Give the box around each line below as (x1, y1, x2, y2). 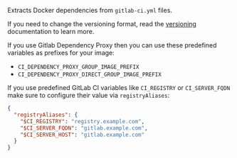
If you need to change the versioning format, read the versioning (7, 20, 197, 28)
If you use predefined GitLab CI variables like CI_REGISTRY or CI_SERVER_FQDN (7, 84, 231, 91)
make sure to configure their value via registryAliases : (7, 91, 169, 99)
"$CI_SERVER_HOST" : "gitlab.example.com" (20, 131, 144, 138)
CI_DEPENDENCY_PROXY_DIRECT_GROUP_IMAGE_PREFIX (17, 71, 162, 78)
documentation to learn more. (7, 28, 95, 35)
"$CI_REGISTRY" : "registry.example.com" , (20, 118, 144, 125)
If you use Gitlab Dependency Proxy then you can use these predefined (7, 41, 217, 49)
